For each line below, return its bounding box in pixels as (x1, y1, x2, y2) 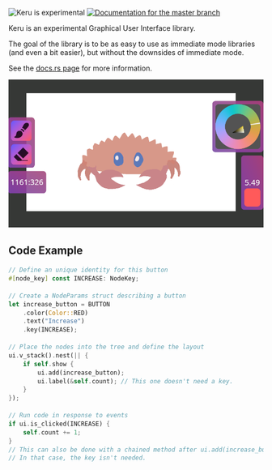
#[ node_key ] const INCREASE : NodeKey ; (8, 275, 139, 283)
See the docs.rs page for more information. (8, 63, 152, 73)
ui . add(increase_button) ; (37, 369, 125, 377)
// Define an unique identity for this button (8, 266, 168, 275)
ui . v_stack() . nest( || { (8, 351, 89, 360)
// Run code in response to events (8, 412, 129, 420)
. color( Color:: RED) (23, 309, 89, 317)
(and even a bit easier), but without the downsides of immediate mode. (8, 48, 244, 57)
